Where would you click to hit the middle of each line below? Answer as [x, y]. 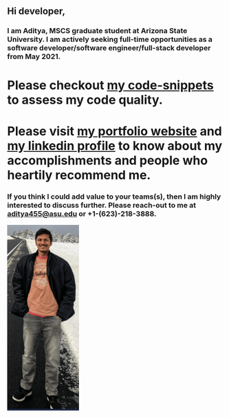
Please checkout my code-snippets [111, 85]
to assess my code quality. [85, 100]
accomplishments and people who [108, 160]
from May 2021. [34, 56]
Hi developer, [36, 11]
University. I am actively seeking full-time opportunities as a [110, 39]
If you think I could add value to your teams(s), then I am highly [114, 197]
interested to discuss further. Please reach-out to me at [102, 205]
